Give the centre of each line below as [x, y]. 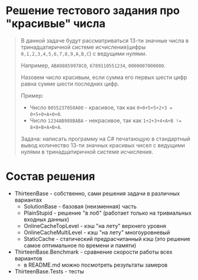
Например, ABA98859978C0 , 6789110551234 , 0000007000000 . [93, 65]
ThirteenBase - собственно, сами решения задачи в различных [97, 193]
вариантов [28, 258]
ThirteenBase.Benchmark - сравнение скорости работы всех [93, 252]
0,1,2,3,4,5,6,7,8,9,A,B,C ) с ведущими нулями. [84, 53]
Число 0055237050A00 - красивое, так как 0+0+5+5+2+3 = [101, 107]
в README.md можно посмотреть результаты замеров [96, 265]
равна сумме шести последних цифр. [70, 84]
